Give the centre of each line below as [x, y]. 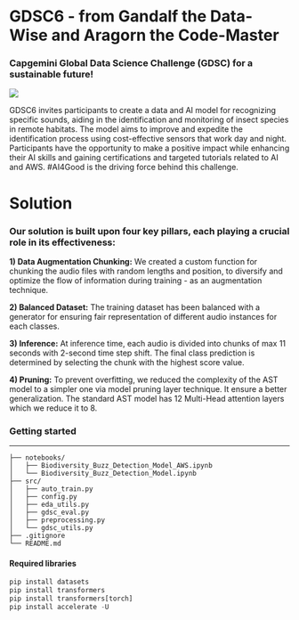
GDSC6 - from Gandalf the [108, 16]
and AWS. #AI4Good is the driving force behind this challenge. [124, 167]
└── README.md [36, 544]
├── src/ [25, 481]
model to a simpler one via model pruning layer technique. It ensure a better [148, 388]
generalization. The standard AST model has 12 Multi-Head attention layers [147, 398]
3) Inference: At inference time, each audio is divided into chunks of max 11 [148, 343]
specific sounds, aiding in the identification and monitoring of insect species [149, 120]
